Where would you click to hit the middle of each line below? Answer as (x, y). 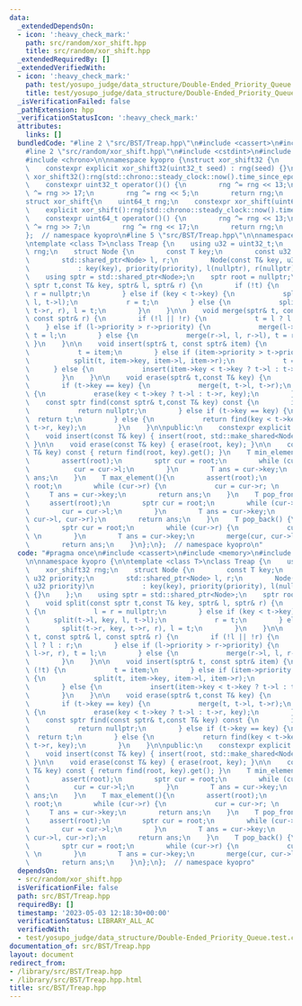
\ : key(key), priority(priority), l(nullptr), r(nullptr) (160, 269)
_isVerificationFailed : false (74, 101)
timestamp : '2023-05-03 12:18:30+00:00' (94, 913)
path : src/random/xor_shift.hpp (86, 43)
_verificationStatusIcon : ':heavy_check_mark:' (108, 118)
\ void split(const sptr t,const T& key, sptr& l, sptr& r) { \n (154, 604)
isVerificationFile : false (68, 887)
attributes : (40, 127)
